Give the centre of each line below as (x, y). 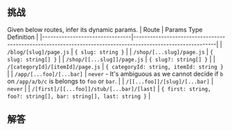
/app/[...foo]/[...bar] (49, 74)
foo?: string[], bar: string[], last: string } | (79, 96)
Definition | (23, 37)
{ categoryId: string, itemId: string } (164, 67)
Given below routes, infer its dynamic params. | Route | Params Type (105, 29)
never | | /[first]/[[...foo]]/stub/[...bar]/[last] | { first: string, (109, 88)
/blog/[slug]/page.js (38, 52)
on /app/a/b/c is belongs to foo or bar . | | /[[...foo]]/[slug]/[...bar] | (110, 81)
